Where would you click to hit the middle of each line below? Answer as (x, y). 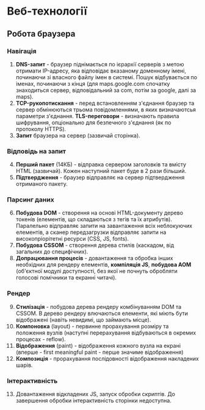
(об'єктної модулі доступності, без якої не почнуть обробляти (96, 271)
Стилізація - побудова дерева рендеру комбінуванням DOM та (99, 306)
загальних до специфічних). (52, 252)
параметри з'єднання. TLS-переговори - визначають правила (97, 116)
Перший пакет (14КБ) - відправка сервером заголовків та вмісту (101, 164)
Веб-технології (47, 11)
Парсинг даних (31, 200)
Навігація (22, 51)
